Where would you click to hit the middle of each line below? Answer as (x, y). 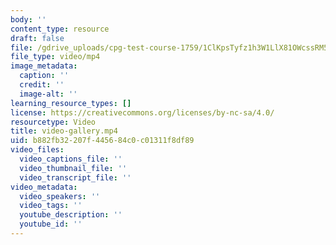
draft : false (37, 38)
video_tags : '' (51, 206)
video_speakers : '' (60, 196)
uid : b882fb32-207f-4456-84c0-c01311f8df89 (102, 141)
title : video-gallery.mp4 (64, 131)
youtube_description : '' (71, 215)
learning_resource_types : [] (71, 103)
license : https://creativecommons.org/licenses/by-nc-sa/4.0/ (142, 112)
